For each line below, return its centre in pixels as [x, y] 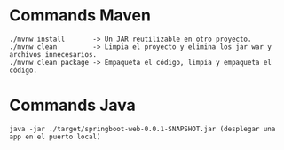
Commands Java [72, 105]
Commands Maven [80, 16]
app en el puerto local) [55, 137]
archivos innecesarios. [53, 54]
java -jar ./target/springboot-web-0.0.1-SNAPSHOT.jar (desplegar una [142, 129]
